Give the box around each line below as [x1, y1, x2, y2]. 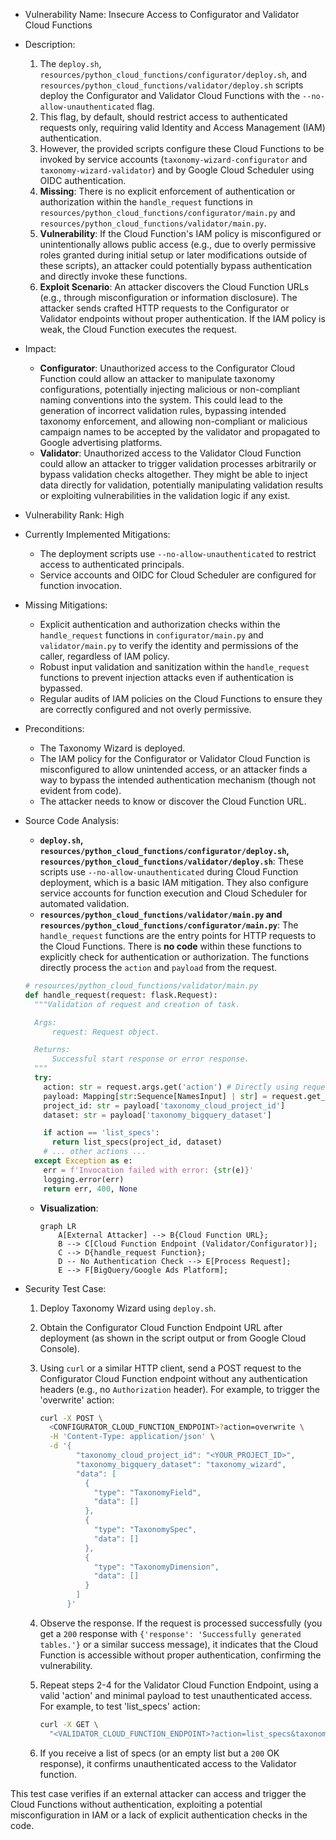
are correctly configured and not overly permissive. [39, 704, 252, 715]
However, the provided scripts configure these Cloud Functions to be [39, 143, 325, 154]
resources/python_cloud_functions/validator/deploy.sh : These [39, 855, 304, 867]
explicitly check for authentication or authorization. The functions [39, 951, 310, 963]
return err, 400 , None [43, 1184, 138, 1194]
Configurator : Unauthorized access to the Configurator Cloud [39, 362, 296, 374]
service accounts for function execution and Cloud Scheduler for [39, 887, 308, 899]
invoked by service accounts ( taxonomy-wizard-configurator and [39, 154, 308, 165]
